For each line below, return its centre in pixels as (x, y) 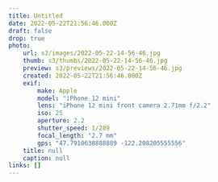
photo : (19, 46)
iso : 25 (50, 114)
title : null (43, 151)
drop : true (27, 38)
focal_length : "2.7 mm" (77, 135)
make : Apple (58, 91)
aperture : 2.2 (61, 121)
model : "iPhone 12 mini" (79, 98)
